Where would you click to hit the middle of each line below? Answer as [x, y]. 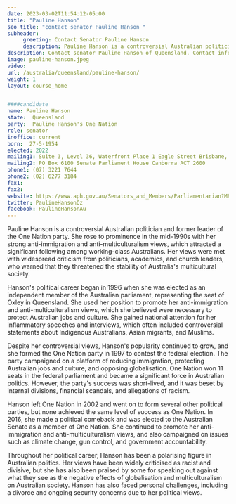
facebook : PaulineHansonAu [47, 209]
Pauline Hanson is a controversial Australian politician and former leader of [115, 229]
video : [17, 66]
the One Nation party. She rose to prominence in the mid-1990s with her [112, 237]
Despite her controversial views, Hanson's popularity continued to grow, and [118, 346]
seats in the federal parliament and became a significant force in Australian [116, 376]
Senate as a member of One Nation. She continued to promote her [103, 427]
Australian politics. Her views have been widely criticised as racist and [109, 463]
